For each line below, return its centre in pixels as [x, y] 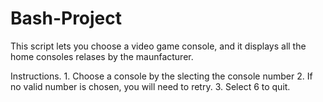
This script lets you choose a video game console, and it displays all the [158, 46]
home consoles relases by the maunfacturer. [102, 56]
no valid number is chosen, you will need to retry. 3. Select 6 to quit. [150, 86]
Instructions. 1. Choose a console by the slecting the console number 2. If [161, 76]
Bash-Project [66, 18]
